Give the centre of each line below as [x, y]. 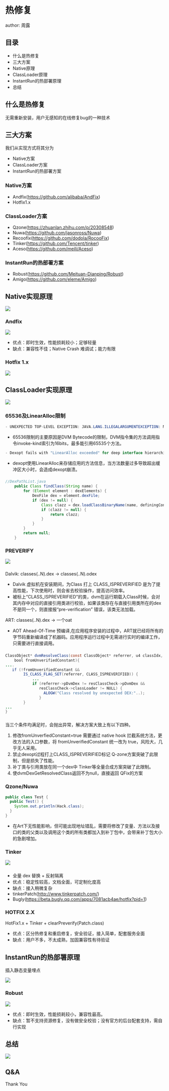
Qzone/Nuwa [22, 787]
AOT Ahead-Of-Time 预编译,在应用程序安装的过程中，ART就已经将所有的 [88, 631]
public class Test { [27, 797]
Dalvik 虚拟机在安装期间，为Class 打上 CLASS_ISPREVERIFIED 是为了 [84, 584]
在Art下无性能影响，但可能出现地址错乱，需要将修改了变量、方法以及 [84, 826]
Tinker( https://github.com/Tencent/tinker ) [56, 243]
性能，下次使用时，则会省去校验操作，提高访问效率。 [72, 591]
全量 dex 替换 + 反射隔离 [38, 876]
